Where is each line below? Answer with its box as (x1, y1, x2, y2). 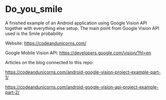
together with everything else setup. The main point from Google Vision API (5, 25, 160, 31)
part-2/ (5, 89, 20, 95)
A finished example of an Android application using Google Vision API (5, 20, 147, 26)
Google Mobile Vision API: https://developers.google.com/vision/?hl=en (5, 50, 152, 56)
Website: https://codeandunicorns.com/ (5, 40, 87, 46)
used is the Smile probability (5, 30, 63, 36)
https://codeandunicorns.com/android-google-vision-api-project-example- (5, 84, 159, 90)
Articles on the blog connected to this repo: (5, 59, 94, 65)
